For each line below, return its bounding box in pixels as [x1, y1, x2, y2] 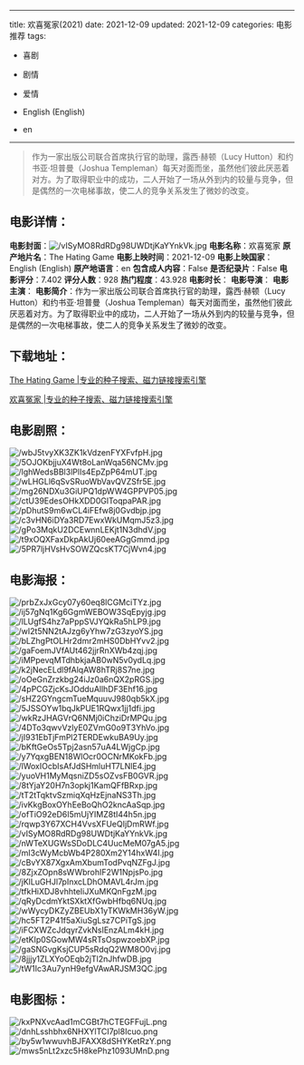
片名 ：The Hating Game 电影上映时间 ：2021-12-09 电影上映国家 [24, 251, 265, 262]
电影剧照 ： [9, 423, 70, 438]
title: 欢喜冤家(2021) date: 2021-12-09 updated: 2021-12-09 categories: [9, 19, 274, 30]
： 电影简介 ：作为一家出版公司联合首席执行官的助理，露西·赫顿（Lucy [25, 285, 286, 296]
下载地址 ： [9, 348, 70, 364]
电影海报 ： [9, 572, 70, 588]
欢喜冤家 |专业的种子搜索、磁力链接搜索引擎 [9, 394, 174, 405]
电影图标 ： [9, 992, 70, 1007]
